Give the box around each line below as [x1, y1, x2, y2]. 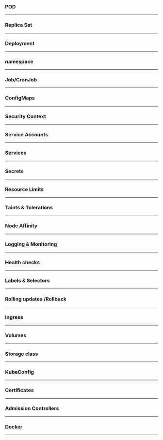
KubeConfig [5, 368, 34, 375]
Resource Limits [5, 186, 44, 192]
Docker [5, 423, 23, 430]
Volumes [5, 332, 27, 339]
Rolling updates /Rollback [5, 296, 67, 302]
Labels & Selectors [5, 277, 50, 284]
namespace [5, 58, 33, 65]
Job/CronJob [5, 77, 37, 83]
